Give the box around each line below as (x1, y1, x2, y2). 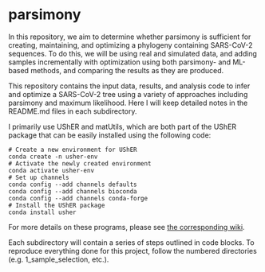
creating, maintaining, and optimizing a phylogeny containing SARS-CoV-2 (8, 40, 253, 49)
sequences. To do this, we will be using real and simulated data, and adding (8, 49, 258, 58)
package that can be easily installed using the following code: (8, 130, 212, 140)
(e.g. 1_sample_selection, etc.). (8, 255, 109, 264)
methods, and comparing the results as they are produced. (30, 65, 224, 75)
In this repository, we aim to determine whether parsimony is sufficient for (8, 32, 251, 41)
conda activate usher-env (8, 166, 94, 174)
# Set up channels (8, 173, 69, 181)
